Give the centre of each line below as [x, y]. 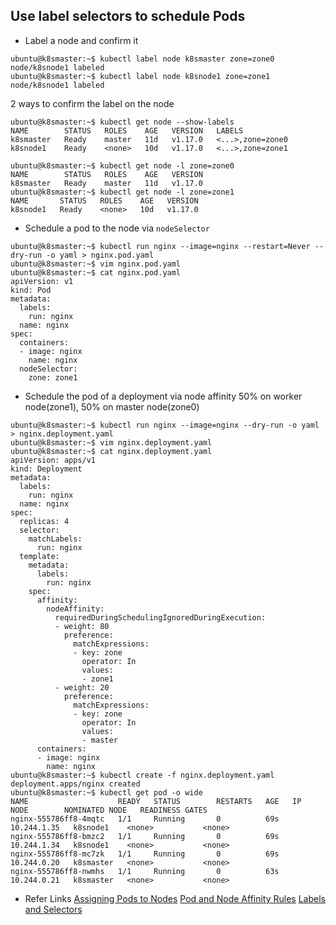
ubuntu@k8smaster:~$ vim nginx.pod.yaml [96, 264]
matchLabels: [55, 539]
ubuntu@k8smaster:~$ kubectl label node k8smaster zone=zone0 [142, 59]
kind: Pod [31, 290]
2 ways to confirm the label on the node [92, 103]
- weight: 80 [82, 626]
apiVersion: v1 [42, 281]
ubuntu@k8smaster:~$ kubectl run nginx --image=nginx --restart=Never [160, 246]
